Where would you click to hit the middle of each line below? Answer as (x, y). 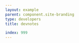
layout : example (22, 10)
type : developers (23, 19)
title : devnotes (22, 24)
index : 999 (16, 33)
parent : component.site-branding (40, 14)
